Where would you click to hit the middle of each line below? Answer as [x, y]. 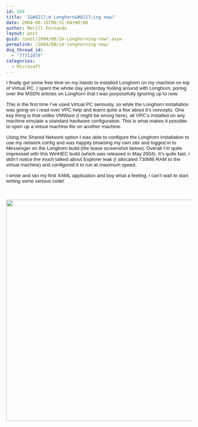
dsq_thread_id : [25, 50]
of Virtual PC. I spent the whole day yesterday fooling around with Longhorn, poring [96, 88]
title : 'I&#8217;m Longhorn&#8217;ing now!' [62, 17]
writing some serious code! [35, 181]
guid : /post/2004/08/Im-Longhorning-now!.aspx [64, 39]
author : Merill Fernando [37, 28]
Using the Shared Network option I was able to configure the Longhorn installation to [98, 137]
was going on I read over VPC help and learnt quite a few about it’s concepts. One [95, 110]
